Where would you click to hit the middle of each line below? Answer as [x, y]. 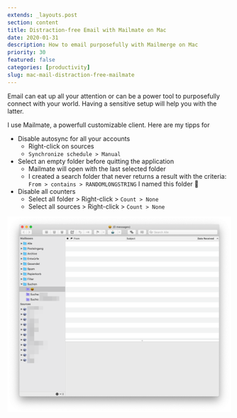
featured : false [31, 60]
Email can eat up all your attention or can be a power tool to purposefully [114, 96]
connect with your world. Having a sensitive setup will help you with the [112, 104]
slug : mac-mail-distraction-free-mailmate [71, 75]
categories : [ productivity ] [49, 67]
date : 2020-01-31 [33, 38]
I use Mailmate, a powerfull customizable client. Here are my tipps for [109, 125]
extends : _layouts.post [43, 15]
